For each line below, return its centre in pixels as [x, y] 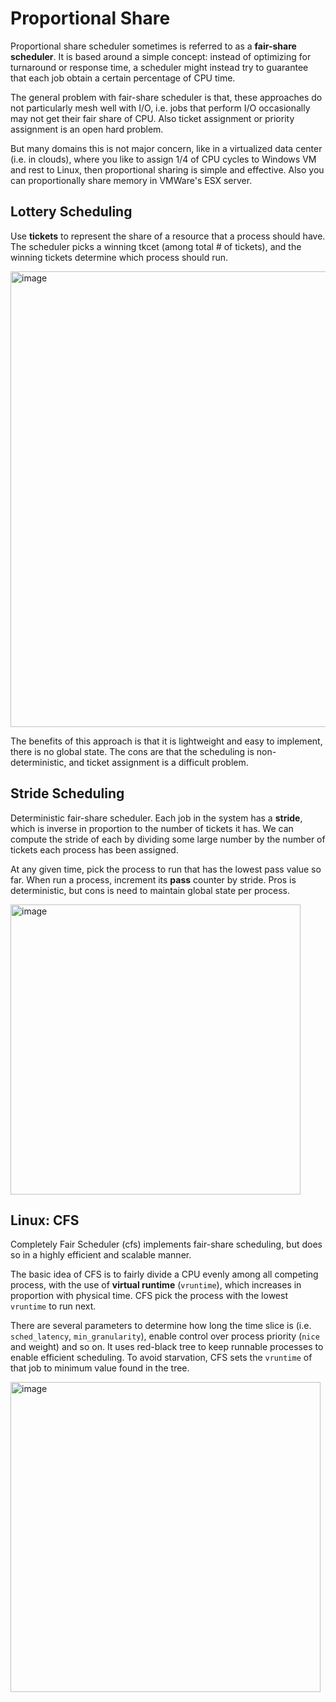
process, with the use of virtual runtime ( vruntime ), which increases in [156, 1285]
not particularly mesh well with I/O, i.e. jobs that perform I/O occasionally [160, 108]
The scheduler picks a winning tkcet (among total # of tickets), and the [156, 246]
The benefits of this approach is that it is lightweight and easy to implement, [166, 741]
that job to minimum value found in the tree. [100, 1368]
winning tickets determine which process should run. [119, 257]
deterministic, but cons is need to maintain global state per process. [150, 890]
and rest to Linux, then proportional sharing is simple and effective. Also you [167, 169]
